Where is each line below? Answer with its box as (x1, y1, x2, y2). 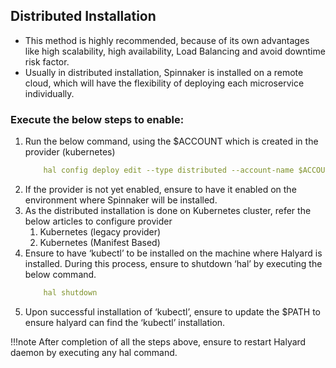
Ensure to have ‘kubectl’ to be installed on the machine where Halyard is (24, 247, 323, 259)
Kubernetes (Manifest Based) (39, 236, 161, 248)
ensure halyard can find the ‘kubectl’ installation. (24, 316, 226, 328)
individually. (24, 87, 75, 99)
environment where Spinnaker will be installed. (24, 194, 218, 206)
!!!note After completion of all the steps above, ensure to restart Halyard (10, 335, 307, 348)
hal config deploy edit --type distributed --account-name (43, 165, 295, 176)
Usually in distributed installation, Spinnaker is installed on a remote (24, 66, 304, 78)
